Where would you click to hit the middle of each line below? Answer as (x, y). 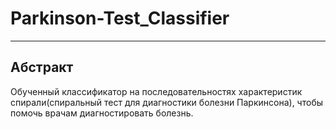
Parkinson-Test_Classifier (120, 18)
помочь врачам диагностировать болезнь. (102, 113)
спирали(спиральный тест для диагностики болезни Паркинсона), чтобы (167, 102)
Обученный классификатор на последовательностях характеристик (156, 91)
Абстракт (42, 67)
